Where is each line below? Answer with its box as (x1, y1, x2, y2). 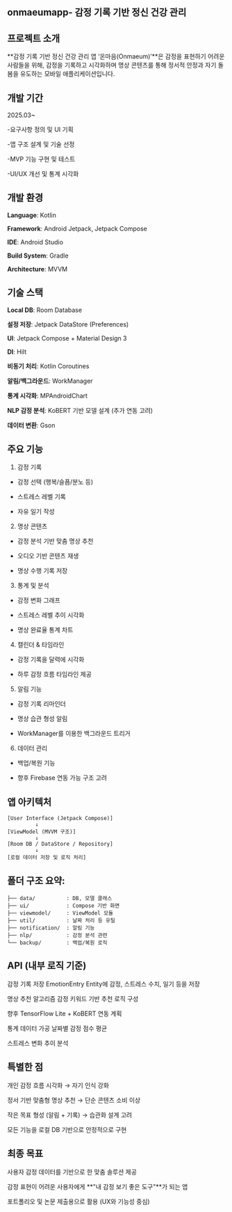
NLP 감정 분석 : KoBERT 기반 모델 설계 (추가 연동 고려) (7, 406, 154, 414)
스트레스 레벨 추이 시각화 (17, 611, 85, 620)
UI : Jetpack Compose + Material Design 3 (7, 333, 127, 343)
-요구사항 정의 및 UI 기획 (7, 125, 74, 134)
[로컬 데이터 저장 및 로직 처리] (7, 854, 87, 861)
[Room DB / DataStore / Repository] (7, 841, 113, 848)
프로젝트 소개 (7, 32, 60, 44)
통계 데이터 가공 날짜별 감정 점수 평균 (7, 1024, 108, 1032)
